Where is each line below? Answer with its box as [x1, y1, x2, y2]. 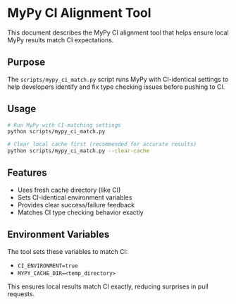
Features [7, 167, 47, 179]
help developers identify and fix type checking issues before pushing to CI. [7, 83, 225, 91]
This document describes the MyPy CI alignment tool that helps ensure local [7, 28, 229, 37]
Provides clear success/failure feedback [17, 200, 135, 209]
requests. [7, 289, 35, 298]
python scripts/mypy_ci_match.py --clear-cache [7, 147, 150, 154]
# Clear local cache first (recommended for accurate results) [7, 141, 197, 148]
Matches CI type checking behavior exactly [17, 208, 144, 217]
